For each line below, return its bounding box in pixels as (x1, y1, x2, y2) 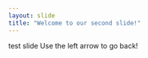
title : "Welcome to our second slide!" (8, 19, 142, 27)
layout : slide (8, 11, 56, 20)
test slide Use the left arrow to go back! (8, 41, 138, 50)
